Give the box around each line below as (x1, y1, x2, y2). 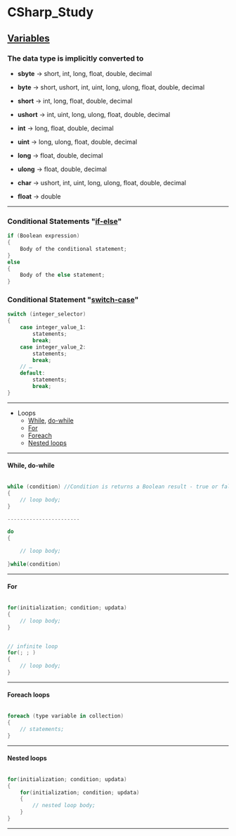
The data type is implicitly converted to (7, 54, 144, 63)
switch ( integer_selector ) (7, 311, 86, 318)
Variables (7, 32, 51, 44)
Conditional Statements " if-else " (7, 216, 122, 226)
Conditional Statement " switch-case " (7, 295, 139, 305)
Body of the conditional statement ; (20, 245, 128, 252)
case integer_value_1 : (20, 324, 86, 331)
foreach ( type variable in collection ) (7, 713, 124, 720)
